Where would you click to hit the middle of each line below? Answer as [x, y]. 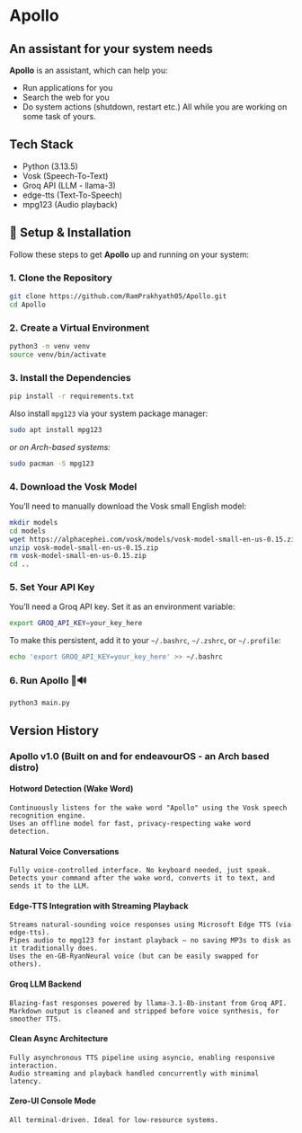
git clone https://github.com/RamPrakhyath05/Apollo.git [118, 296]
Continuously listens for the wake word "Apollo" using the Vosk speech [148, 808]
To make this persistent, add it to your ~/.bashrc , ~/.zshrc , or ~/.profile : [145, 641]
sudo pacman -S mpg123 [52, 464]
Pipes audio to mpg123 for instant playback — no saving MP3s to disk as [151, 941]
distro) [24, 767]
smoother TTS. [36, 1019]
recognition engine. [48, 815]
